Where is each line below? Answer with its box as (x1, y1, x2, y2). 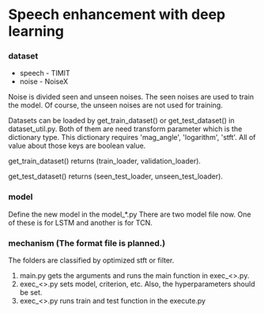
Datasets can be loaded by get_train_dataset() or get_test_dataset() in (8, 116, 235, 126)
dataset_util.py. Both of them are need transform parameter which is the (8, 124, 243, 134)
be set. (19, 288, 43, 297)
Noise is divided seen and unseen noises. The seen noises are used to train (8, 92, 255, 102)
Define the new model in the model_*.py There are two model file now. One (8, 209, 251, 219)
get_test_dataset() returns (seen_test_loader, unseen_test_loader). (8, 172, 224, 181)
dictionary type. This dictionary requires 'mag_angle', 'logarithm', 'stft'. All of (8, 133, 256, 142)
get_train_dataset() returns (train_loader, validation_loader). (8, 156, 202, 166)
